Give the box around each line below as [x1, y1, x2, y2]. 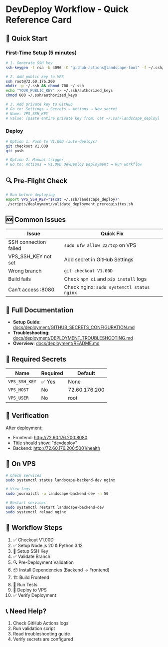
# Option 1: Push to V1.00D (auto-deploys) [5, 139, 98, 144]
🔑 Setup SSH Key [12, 548, 49, 554]
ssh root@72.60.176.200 [5, 79, 55, 84]
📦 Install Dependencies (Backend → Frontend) [12, 567, 110, 573]
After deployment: [5, 425, 43, 431]
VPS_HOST [8, 387, 29, 393]
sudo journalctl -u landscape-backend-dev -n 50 [5, 491, 109, 496]
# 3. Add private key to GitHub [5, 102, 73, 107]
